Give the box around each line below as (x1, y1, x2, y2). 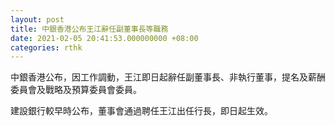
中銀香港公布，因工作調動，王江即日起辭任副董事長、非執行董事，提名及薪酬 (10, 71, 326, 83)
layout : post (10, 14, 65, 25)
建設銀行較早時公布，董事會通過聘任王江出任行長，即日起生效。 (10, 105, 273, 117)
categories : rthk (10, 42, 83, 53)
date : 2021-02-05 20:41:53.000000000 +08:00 (10, 33, 199, 43)
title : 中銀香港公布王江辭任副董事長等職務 (10, 24, 169, 34)
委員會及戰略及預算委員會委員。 (10, 84, 142, 96)
